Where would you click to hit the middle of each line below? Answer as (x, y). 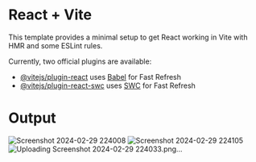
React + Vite (50, 15)
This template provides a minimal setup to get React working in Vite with (128, 37)
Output (32, 118)
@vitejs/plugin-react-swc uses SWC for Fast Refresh (107, 85)
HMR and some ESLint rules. (56, 45)
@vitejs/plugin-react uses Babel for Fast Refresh (101, 77)
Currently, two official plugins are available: (80, 61)
